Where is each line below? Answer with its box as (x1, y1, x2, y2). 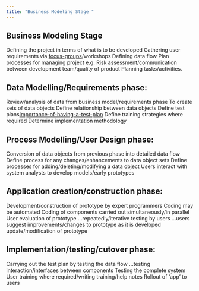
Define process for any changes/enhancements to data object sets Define (6, 157, 187, 164)
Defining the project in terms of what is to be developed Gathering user (6, 46, 181, 53)
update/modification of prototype (6, 227, 88, 235)
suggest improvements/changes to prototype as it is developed (6, 221, 162, 228)
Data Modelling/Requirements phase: (6, 83, 147, 93)
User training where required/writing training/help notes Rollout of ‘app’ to (6, 273, 187, 280)
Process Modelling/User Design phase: (6, 134, 154, 144)
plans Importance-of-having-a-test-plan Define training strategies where (6, 111, 183, 118)
